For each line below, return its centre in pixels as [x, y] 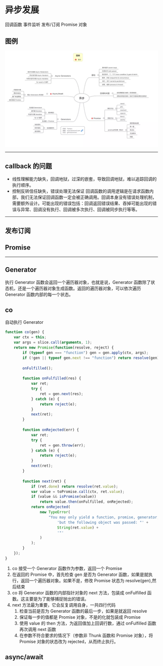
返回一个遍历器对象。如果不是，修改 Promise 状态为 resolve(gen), [86, 580]
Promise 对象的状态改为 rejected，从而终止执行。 [69, 641]
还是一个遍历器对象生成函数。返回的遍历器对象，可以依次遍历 [79, 288]
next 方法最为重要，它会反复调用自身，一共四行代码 [64, 605]
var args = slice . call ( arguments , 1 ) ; [53, 343]
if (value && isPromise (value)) [64, 497]
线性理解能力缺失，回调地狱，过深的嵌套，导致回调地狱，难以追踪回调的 [84, 179]
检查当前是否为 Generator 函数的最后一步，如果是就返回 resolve [83, 611]
